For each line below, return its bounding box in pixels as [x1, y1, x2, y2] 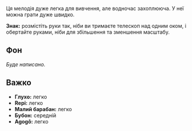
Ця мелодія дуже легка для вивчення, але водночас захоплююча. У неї [6, 5, 184, 12]
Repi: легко [14, 99, 43, 107]
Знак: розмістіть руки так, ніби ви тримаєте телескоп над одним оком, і [6, 23, 187, 29]
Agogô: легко [14, 118, 48, 125]
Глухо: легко [14, 93, 47, 100]
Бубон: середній [14, 112, 57, 119]
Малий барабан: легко [14, 105, 72, 112]
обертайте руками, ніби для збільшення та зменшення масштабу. [6, 29, 170, 36]
